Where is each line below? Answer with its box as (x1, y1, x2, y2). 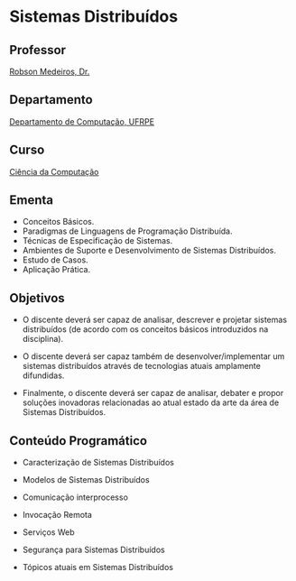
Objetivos (9, 290, 65, 306)
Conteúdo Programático (9, 433, 147, 448)
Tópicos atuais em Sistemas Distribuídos (22, 562, 174, 573)
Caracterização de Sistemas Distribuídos (22, 457, 174, 468)
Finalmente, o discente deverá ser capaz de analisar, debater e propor (22, 388, 284, 399)
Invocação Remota (22, 510, 93, 521)
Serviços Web (22, 527, 75, 538)
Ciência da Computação (9, 166, 99, 177)
